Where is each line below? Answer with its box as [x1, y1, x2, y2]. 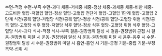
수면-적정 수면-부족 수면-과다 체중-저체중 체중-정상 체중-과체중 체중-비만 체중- [5, 4, 154, 10]
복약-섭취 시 [5, 46, 28, 52]
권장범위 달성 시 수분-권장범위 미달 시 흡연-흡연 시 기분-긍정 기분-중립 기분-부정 [5, 40, 156, 45]
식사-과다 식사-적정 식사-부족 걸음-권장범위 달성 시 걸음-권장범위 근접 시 [14, 28, 150, 34]
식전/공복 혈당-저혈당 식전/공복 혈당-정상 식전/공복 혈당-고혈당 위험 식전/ [14, 16, 151, 22]
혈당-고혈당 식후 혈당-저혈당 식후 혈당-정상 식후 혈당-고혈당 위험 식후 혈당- [10, 22, 151, 28]
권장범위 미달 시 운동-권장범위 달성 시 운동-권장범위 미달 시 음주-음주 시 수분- [11, 34, 157, 40]
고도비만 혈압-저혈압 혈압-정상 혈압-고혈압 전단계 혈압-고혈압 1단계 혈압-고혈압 [5, 10, 154, 16]
